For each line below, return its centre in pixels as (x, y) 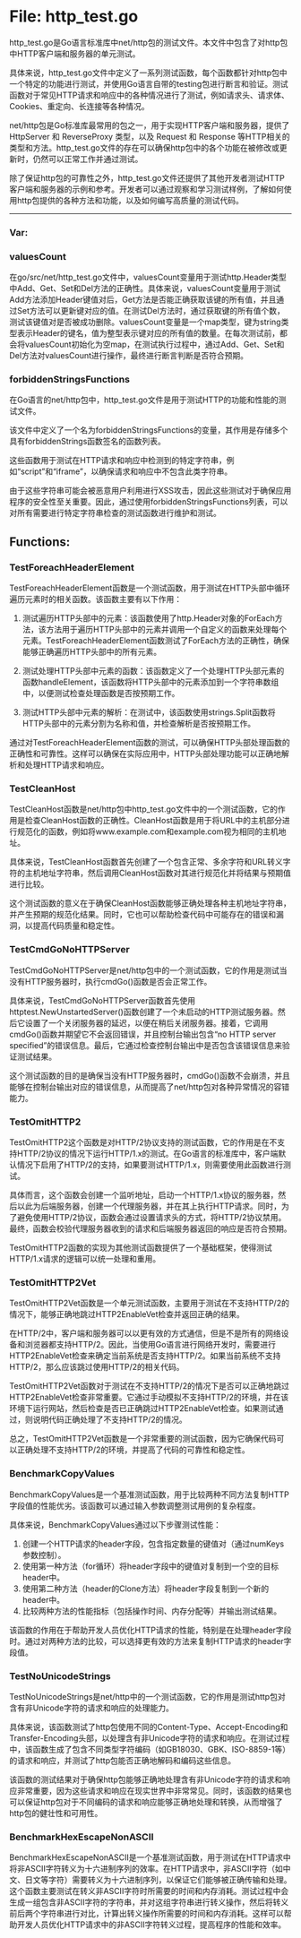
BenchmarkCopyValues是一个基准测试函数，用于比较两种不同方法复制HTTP (149, 1494)
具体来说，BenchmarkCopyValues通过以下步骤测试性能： (115, 1524)
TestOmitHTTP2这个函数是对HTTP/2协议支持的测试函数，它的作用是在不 (143, 1142)
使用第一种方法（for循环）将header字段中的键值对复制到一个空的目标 (150, 1566)
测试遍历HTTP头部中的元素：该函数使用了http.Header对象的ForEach (148, 618)
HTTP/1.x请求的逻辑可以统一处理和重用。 (85, 1259)
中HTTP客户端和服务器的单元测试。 (75, 53)
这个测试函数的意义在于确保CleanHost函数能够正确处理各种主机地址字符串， (150, 903)
